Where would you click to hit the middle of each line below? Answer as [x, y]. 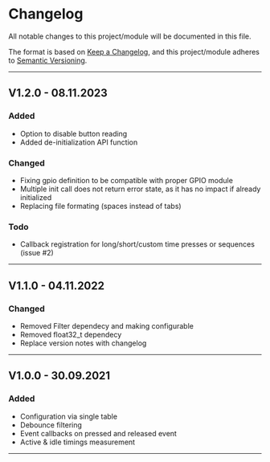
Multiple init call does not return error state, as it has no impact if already [140, 189]
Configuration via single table [69, 416]
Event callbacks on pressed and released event [98, 433]
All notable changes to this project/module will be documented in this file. [130, 36]
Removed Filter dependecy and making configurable [107, 325]
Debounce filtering [51, 425]
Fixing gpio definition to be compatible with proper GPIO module [126, 180]
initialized [36, 197]
